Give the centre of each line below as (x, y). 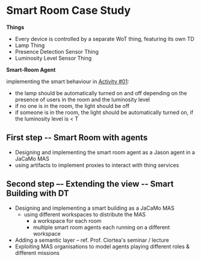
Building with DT (38, 193)
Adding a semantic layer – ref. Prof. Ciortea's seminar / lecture (92, 240)
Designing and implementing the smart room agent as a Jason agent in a (105, 152)
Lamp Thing (30, 45)
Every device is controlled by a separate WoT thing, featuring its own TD (104, 39)
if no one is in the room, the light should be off (72, 105)
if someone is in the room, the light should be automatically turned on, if (104, 112)
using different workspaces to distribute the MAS (85, 214)
